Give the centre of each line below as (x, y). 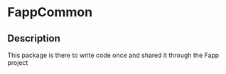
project (18, 63)
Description (34, 38)
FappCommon (50, 12)
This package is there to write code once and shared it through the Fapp (113, 55)
